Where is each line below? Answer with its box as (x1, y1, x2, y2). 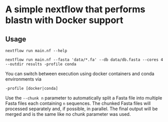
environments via (5, 76, 42, 82)
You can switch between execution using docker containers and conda (5, 70, 155, 77)
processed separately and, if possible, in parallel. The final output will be (5, 106, 158, 112)
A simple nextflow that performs (5, 4, 146, 15)
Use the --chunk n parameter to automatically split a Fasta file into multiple (5, 95, 162, 101)
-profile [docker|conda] (5, 86, 58, 91)
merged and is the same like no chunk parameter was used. (5, 111, 131, 117)
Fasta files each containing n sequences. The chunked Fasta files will (5, 101, 151, 106)
